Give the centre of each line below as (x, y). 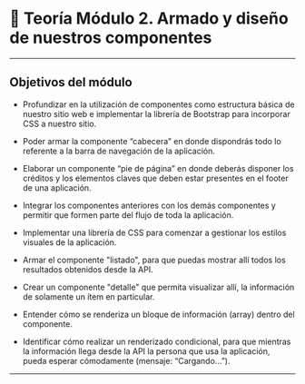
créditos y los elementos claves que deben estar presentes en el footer (155, 178)
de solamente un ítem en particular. (89, 296)
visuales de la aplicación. (69, 242)
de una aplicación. (57, 187)
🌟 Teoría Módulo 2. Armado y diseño (149, 19)
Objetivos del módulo (71, 82)
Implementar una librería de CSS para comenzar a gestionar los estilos (154, 232)
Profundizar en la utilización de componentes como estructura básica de (158, 104)
